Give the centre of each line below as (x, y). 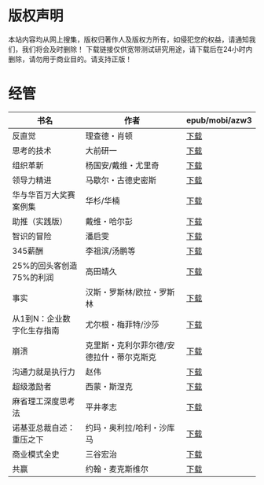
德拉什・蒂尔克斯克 (121, 357)
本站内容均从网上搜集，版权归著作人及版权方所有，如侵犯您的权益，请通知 (128, 39)
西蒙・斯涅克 (109, 386)
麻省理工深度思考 (44, 401)
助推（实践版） (40, 221)
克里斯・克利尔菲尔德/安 (130, 345)
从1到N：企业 (37, 318)
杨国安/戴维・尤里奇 (122, 165)
